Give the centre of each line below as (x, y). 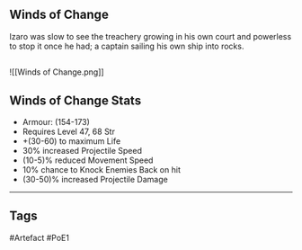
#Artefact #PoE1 (40, 237)
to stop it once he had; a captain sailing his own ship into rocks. (127, 46)
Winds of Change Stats (75, 100)
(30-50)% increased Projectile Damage (95, 180)
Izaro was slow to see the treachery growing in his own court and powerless (151, 36)
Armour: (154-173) (56, 122)
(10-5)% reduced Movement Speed (88, 160)
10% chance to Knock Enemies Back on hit (102, 170)
